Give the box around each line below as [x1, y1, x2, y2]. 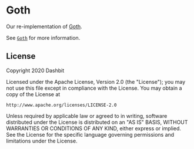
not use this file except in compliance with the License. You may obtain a [6, 84, 182, 92]
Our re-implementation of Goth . [6, 23, 82, 30]
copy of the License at [6, 90, 61, 97]
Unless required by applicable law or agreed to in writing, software [6, 112, 168, 119]
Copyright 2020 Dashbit [6, 67, 65, 74]
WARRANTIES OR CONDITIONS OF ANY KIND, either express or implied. [6, 124, 181, 132]
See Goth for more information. [6, 34, 81, 41]
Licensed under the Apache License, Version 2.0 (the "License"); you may [6, 78, 186, 85]
